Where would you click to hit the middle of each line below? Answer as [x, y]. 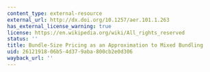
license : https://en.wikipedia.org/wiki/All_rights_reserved [96, 33]
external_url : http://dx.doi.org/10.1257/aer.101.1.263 [88, 20]
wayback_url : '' [30, 58]
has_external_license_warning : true [59, 26]
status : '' [23, 39]
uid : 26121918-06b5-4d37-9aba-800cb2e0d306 [70, 52]
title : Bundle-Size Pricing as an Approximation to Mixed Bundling [105, 45]
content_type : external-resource [55, 13]
